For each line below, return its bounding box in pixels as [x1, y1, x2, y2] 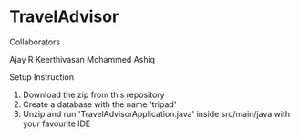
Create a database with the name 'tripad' [22, 98, 177, 110]
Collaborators [9, 36, 61, 47]
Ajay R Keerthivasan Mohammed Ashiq [9, 54, 156, 64]
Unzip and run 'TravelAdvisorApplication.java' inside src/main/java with [22, 108, 290, 119]
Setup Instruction [9, 71, 75, 83]
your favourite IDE [22, 118, 91, 129]
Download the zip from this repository [22, 89, 166, 100]
